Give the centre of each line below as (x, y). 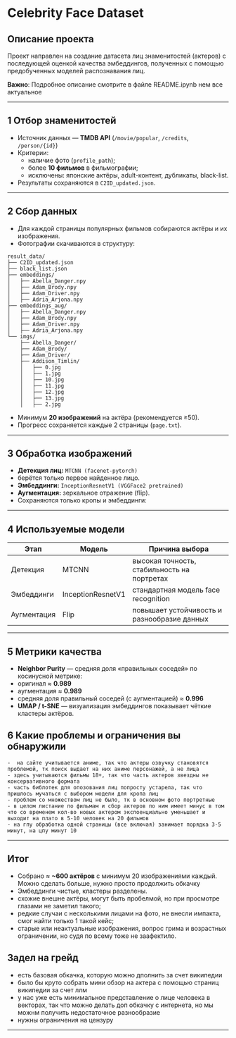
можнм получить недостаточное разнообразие (88, 1012)
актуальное (25, 92)
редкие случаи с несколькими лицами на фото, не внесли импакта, (119, 913)
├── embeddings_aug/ (38, 305)
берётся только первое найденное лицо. (79, 478)
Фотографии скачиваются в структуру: (76, 243)
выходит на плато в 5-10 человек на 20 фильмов (78, 818)
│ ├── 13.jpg (42, 398)
